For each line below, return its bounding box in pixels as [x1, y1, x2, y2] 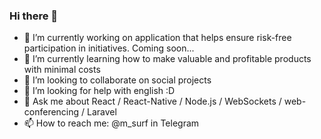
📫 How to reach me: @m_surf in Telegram [23, 117, 200, 129]
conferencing [23, 106, 80, 118]
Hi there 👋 [9, 9, 59, 23]
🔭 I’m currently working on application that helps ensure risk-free [23, 32, 292, 44]
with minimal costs [23, 64, 101, 76]
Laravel [87, 106, 117, 118]
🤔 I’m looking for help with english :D [23, 85, 176, 97]
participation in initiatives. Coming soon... [23, 42, 195, 54]
